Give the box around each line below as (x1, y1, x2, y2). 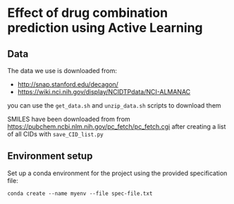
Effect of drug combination (7, 5, 168, 21)
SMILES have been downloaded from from (7, 115, 130, 123)
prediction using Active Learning (7, 20, 203, 36)
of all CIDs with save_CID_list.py (7, 130, 104, 138)
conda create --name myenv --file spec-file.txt (7, 190, 153, 197)
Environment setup (7, 150, 93, 162)
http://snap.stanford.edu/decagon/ (17, 80, 118, 89)
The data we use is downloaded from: (7, 67, 118, 75)
